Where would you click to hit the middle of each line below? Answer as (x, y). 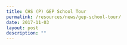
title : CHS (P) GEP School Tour (46, 11)
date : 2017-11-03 (28, 22)
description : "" (26, 33)
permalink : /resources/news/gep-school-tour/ (63, 17)
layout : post (22, 28)
